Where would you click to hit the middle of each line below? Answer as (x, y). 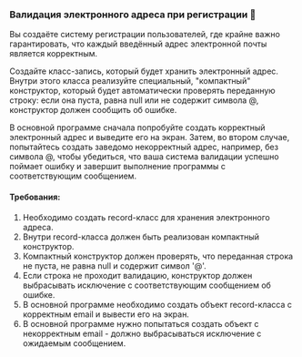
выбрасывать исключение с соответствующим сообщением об (146, 285)
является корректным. (54, 54)
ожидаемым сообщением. (74, 343)
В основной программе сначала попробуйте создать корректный (137, 127)
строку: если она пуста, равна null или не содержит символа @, (134, 100)
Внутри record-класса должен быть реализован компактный (141, 237)
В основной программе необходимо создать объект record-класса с (157, 304)
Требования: (35, 197)
